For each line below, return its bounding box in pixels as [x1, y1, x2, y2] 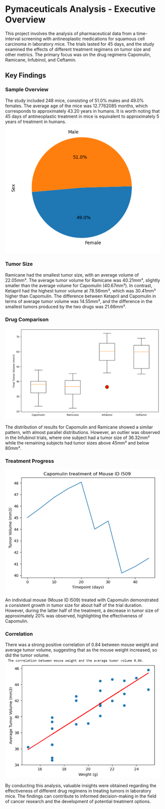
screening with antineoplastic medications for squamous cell [21, 36, 145, 42]
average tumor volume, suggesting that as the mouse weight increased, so [5, 647, 157, 653]
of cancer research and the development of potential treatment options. [5, 798, 151, 804]
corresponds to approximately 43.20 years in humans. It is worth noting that [5, 108, 160, 114]
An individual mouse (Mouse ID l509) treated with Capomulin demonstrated [5, 597, 159, 603]
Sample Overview [5, 86, 48, 93]
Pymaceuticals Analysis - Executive [5, 3, 156, 15]
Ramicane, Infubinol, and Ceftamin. [5, 57, 77, 63]
